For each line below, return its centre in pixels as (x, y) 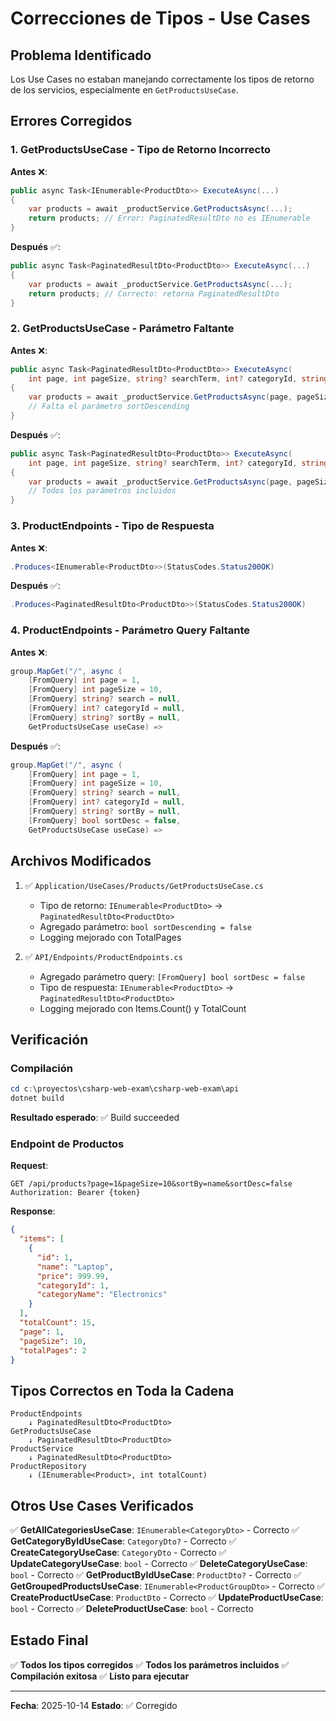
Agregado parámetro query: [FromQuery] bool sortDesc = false (172, 976)
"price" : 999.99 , (73, 1276)
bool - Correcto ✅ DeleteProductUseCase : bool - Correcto (132, 1608)
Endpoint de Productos (67, 1144)
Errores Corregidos (71, 121)
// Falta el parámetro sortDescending (109, 407)
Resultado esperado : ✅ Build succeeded (95, 1117)
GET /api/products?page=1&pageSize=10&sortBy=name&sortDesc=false (151, 1184)
